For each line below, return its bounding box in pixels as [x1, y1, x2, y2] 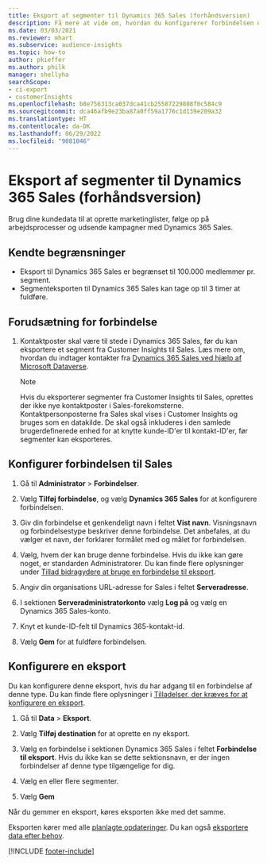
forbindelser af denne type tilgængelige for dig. [19, 761, 176, 770]
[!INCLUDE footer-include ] [8, 846, 95, 856]
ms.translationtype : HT [8, 115, 87, 123]
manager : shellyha [8, 71, 69, 79]
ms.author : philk [8, 64, 66, 71]
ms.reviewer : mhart [8, 33, 73, 42]
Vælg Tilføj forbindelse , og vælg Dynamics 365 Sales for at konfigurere [19, 494, 257, 503]
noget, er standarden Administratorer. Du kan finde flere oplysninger [19, 558, 244, 568]
